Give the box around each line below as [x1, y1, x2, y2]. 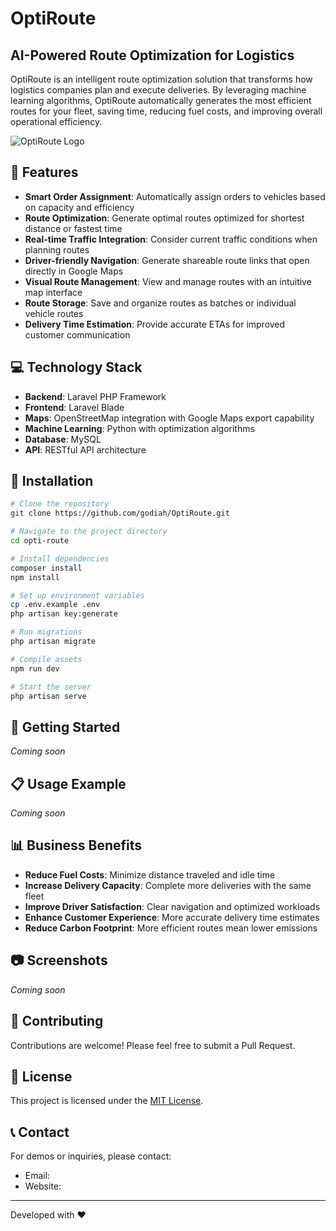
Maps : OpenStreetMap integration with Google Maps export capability [24, 412, 315, 424]
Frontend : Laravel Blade [24, 401, 125, 413]
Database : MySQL [24, 433, 102, 445]
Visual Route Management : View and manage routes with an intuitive [24, 275, 312, 287]
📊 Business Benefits [10, 837, 143, 854]
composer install [10, 563, 83, 573]
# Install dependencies [10, 553, 110, 564]
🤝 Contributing [10, 1013, 104, 1030]
